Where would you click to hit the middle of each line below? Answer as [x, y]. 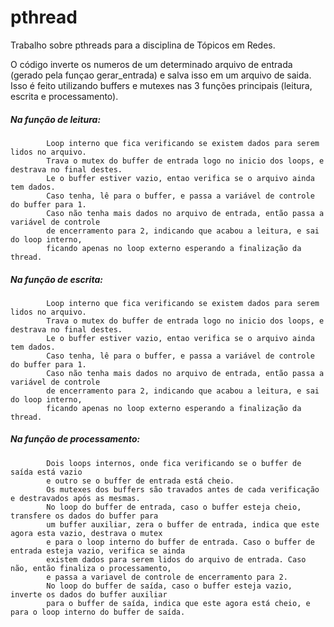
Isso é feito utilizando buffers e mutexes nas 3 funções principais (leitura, [161, 85]
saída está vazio [46, 472]
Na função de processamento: [75, 439]
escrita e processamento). [64, 96]
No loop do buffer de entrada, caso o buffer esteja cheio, [174, 507]
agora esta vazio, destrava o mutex [86, 533]
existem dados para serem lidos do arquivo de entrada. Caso [176, 559]
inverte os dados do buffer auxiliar [89, 594]
